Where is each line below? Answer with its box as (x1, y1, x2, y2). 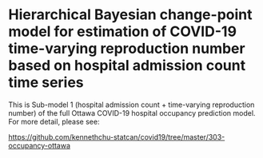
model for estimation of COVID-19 (8, 22, 237, 41)
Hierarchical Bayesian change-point (8, 6, 253, 24)
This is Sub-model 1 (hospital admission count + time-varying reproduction (8, 100, 255, 109)
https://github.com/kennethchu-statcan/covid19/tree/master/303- (8, 132, 225, 141)
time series (8, 73, 84, 92)
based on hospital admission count (8, 57, 246, 75)
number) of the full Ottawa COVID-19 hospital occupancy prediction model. (8, 108, 256, 117)
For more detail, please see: (8, 117, 100, 126)
